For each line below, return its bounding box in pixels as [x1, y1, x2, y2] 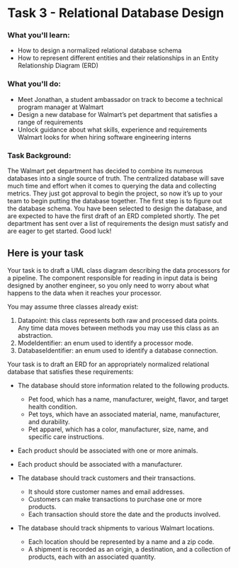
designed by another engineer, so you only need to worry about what [7, 281, 210, 290]
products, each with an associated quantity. [28, 552, 156, 561]
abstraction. [17, 331, 53, 339]
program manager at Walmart [17, 103, 104, 111]
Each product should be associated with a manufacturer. [17, 460, 183, 468]
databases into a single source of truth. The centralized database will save [7, 174, 225, 183]
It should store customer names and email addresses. [28, 487, 185, 496]
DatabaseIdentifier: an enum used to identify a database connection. [17, 346, 218, 355]
